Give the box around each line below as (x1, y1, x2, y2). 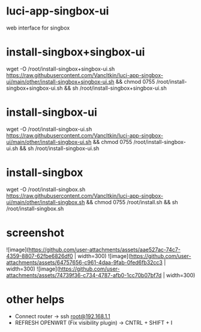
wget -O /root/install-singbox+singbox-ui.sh (6, 65, 115, 72)
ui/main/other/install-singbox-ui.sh (6, 138, 92, 145)
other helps (6, 292, 65, 306)
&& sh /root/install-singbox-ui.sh (19, 145, 100, 152)
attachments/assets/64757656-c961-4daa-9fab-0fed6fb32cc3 (6, 258, 163, 266)
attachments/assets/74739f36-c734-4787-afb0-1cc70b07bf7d (6, 271, 162, 278)
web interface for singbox (6, 24, 70, 31)
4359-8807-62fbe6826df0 (6, 252, 73, 260)
